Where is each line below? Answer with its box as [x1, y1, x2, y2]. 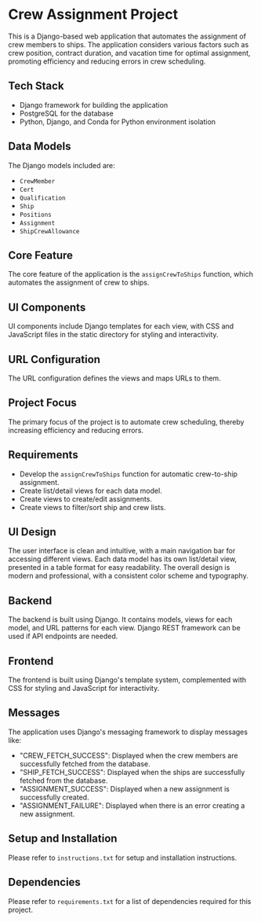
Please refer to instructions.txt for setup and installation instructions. [8, 853, 237, 862]
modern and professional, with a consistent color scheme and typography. [8, 571, 248, 581]
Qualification [19, 194, 66, 202]
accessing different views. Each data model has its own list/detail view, [8, 554, 237, 564]
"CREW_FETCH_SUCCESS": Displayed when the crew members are [19, 751, 238, 760]
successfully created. [19, 792, 89, 802]
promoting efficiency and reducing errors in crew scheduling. [8, 57, 206, 66]
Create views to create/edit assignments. [19, 494, 153, 504]
